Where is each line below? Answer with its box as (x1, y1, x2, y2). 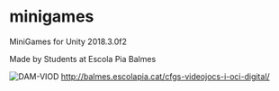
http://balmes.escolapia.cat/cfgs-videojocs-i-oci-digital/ (60, 70, 270, 82)
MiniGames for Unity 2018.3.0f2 (9, 36, 128, 47)
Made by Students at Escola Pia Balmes (9, 53, 157, 64)
